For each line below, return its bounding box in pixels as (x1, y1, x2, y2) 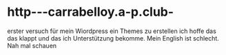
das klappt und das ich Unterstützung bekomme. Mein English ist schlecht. (7, 34, 219, 42)
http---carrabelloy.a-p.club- (7, 4, 174, 20)
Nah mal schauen (7, 41, 57, 49)
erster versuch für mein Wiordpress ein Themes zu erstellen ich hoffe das (7, 27, 217, 35)
